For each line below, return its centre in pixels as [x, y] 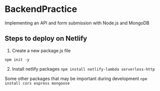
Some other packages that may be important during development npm [76, 79]
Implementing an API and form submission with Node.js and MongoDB [77, 23]
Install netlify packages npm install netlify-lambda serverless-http [83, 69]
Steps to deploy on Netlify [46, 39]
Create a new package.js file [41, 50]
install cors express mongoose [37, 83]
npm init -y [17, 60]
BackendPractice [41, 9]
